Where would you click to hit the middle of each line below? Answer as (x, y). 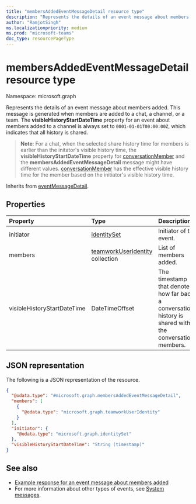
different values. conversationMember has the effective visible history (104, 168)
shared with (174, 323)
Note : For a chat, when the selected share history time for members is (104, 143)
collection (105, 258)
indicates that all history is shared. (47, 132)
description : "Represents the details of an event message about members (98, 17)
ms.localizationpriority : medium (47, 28)
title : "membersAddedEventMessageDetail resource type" (75, 11)
